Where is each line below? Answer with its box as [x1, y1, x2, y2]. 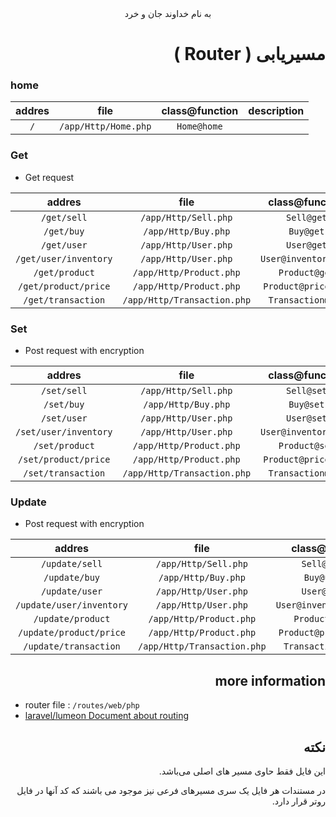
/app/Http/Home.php [59, 121, 152, 132]
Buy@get [288, 225, 325, 237]
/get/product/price [18, 280, 111, 292]
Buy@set [288, 399, 325, 411]
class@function [161, 104, 239, 118]
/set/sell [40, 385, 88, 397]
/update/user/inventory [15, 600, 129, 611]
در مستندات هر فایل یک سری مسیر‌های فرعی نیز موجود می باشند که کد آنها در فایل [16, 785, 326, 796]
